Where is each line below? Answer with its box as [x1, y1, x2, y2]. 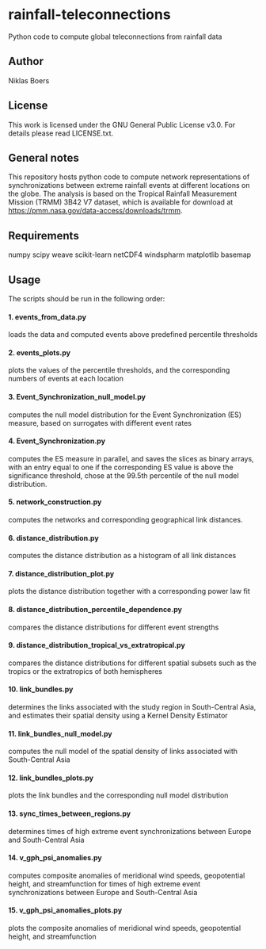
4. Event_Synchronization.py [8, 436, 105, 446]
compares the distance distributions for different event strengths [8, 622, 219, 632]
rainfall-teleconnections [8, 6, 172, 24]
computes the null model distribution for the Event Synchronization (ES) [8, 410, 242, 419]
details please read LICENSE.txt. [8, 128, 114, 138]
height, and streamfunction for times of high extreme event [8, 878, 201, 889]
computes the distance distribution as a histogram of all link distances [8, 551, 237, 561]
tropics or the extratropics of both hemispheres [8, 666, 163, 675]
